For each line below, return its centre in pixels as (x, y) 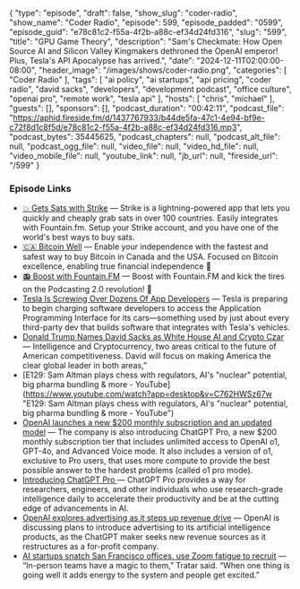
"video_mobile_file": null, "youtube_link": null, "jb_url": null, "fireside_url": (144, 156)
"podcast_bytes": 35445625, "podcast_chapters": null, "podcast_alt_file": (145, 137)
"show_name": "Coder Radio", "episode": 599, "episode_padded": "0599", (146, 22)
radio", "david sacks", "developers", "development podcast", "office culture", (150, 89)
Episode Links (40, 188)
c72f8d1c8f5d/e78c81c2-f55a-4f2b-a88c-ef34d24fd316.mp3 (123, 127)
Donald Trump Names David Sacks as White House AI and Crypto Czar (153, 337)
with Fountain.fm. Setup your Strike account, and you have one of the (150, 228)
